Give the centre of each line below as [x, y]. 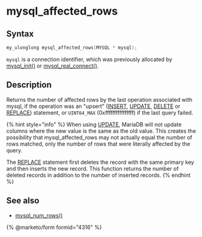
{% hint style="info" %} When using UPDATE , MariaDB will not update [94, 124]
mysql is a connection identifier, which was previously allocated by [89, 59]
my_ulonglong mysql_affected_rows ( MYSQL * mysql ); [72, 48]
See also [23, 201]
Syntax [20, 34]
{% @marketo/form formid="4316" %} [54, 227]
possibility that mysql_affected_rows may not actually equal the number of [99, 137]
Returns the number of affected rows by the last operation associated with [99, 99]
